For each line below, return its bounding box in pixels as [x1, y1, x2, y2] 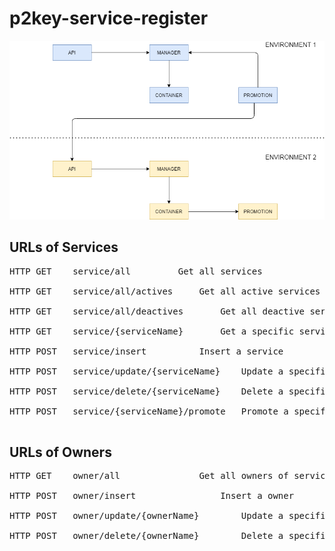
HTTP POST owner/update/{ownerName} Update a [9, 510, 284, 522]
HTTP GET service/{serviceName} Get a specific [9, 325, 295, 337]
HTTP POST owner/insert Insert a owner [9, 490, 295, 502]
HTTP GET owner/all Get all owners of [9, 470, 289, 482]
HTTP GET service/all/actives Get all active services [9, 285, 321, 297]
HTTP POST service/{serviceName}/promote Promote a [9, 405, 289, 417]
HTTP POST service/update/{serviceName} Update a [9, 365, 284, 377]
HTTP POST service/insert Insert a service [9, 345, 284, 357]
